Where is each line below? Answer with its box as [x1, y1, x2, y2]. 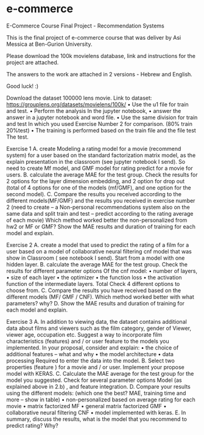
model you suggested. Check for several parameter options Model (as [6, 376, 182, 384]
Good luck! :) [6, 82, 39, 90]
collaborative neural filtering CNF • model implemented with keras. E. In [6, 409, 186, 416]
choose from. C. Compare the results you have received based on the [6, 287, 181, 294]
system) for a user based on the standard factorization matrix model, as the [6, 152, 196, 159]
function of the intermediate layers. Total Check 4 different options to [6, 280, 180, 287]
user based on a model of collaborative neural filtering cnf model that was [6, 247, 192, 255]
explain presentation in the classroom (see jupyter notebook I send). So [6, 158, 186, 165]
